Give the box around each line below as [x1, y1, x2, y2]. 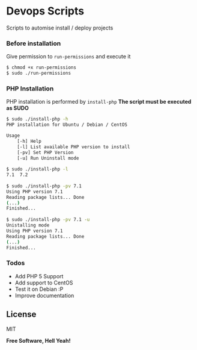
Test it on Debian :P [14, 285, 64, 293]
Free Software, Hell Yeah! [6, 337, 71, 344]
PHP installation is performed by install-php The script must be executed [6, 98, 192, 105]
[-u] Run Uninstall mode [17, 155, 79, 161]
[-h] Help [17, 138, 42, 144]
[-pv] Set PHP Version [17, 149, 74, 155]
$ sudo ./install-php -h [6, 116, 68, 122]
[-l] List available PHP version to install [17, 143, 130, 150]
